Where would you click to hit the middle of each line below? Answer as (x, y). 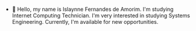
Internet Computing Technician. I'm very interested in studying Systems (101, 15)
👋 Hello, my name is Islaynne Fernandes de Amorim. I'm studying (93, 9)
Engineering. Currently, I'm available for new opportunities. (85, 22)
